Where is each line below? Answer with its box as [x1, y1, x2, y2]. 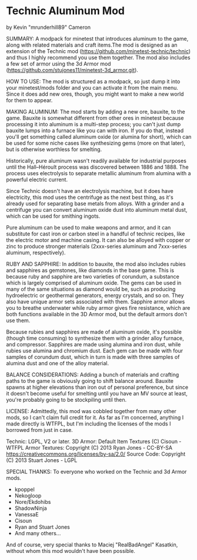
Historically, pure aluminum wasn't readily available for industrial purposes [6, 157, 187, 164]
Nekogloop [14, 492, 42, 499]
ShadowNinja [14, 505, 47, 512]
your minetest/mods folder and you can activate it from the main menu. [6, 84, 178, 91]
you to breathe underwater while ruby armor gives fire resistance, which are [6, 304, 191, 311]
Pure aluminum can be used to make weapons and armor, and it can [6, 224, 171, 231]
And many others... [14, 529, 61, 536]
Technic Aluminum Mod [6, 4, 125, 18]
